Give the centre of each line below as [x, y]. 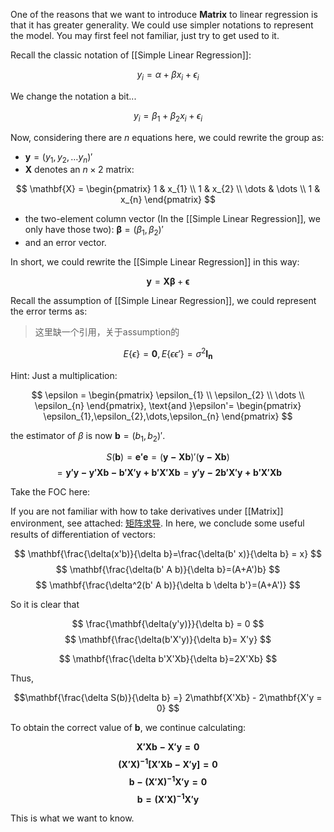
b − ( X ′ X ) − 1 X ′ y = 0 [168, 781]
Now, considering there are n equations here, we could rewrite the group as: [167, 137]
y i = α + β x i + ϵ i [168, 76]
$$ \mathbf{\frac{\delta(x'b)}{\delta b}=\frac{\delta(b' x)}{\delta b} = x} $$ [168, 554]
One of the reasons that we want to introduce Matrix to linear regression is [164, 14]
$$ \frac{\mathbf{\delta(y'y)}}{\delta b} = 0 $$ [168, 624]
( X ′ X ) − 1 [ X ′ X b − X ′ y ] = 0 [168, 764]
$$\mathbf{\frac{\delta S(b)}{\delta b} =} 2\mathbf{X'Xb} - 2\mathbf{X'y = [168, 698]
